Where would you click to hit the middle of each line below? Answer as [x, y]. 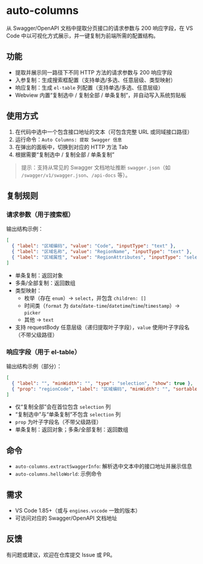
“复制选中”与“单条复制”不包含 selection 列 [68, 414]
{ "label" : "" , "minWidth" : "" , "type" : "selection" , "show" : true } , [102, 383]
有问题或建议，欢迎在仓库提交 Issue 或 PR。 [61, 554]
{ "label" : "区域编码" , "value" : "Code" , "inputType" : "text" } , [94, 246]
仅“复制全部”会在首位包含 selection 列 [63, 407]
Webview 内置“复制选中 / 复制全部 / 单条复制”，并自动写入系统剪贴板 [101, 95]
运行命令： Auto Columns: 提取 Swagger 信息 [69, 139]
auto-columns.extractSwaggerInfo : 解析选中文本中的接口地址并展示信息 [103, 466]
